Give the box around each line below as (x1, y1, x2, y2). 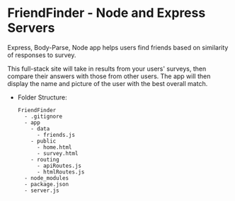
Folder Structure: (17, 93, 67, 102)
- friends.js (36, 131, 76, 138)
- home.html (36, 143, 72, 151)
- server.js (24, 187, 59, 194)
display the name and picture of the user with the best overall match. (7, 79, 208, 87)
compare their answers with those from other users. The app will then (7, 72, 211, 80)
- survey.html (36, 150, 79, 157)
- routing (30, 156, 59, 163)
